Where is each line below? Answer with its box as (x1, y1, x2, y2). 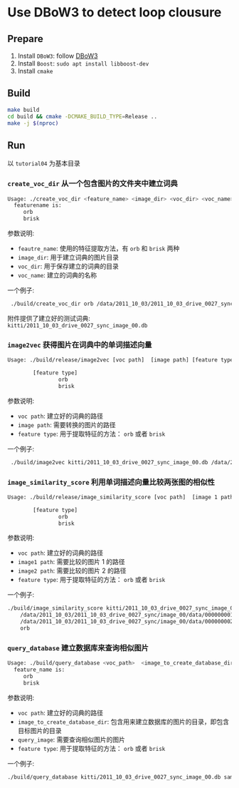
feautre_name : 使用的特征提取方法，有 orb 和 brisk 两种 (17, 244, 180, 253)
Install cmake (17, 67, 53, 75)
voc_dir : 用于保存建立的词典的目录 (17, 262, 119, 271)
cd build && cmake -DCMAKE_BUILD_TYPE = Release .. (7, 113, 158, 120)
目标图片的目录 (17, 726, 62, 735)
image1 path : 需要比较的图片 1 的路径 (17, 558, 126, 566)
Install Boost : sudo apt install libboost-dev (17, 59, 149, 68)
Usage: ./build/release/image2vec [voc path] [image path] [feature (7, 357, 218, 364)
